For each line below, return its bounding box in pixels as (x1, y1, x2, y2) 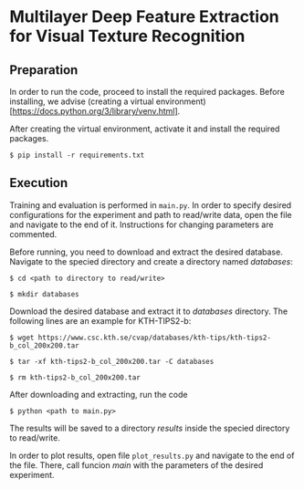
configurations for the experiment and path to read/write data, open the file (9, 209, 292, 220)
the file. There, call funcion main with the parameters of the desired (9, 459, 264, 471)
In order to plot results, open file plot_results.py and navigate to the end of (9, 450, 295, 461)
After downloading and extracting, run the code (9, 389, 188, 400)
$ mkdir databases (9, 289, 79, 298)
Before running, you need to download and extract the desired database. (9, 246, 283, 257)
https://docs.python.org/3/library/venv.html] (12, 106, 178, 116)
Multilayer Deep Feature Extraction (9, 6, 280, 27)
